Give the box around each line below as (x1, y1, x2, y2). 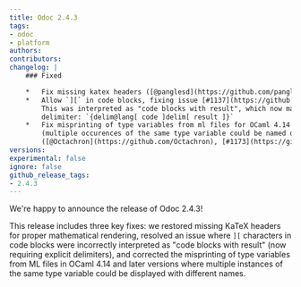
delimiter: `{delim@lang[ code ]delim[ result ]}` (41, 113, 235, 122)
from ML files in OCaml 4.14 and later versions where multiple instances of (9, 258, 284, 269)
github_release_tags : (9, 171, 90, 180)
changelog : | (9, 63, 58, 72)
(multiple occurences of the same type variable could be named (41, 129, 287, 139)
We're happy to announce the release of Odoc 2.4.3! (9, 203, 203, 215)
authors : (9, 46, 42, 55)
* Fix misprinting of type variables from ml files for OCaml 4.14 (25, 121, 291, 130)
